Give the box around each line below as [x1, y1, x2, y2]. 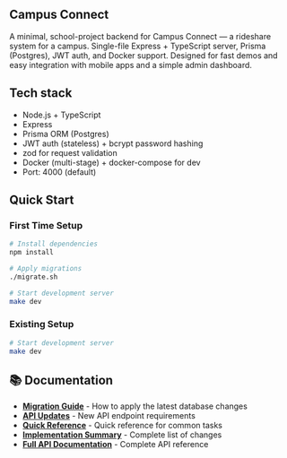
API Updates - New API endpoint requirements [22, 410, 196, 421]
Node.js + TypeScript [22, 109, 101, 120]
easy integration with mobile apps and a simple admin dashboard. [9, 59, 253, 70]
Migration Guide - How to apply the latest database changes [22, 401, 248, 411]
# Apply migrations [9, 264, 83, 273]
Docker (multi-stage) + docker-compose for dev [22, 157, 201, 168]
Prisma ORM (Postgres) [22, 128, 109, 139]
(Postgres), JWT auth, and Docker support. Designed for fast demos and [9, 49, 278, 61]
